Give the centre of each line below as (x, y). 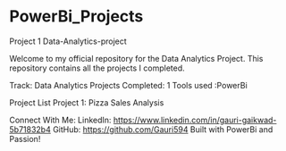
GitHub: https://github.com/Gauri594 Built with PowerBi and (163, 129)
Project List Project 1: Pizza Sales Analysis (87, 102)
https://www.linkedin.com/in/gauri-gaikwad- (195, 120)
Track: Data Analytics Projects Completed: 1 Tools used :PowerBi (128, 85)
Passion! (25, 138)
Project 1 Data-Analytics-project (68, 41)
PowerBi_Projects (76, 17)
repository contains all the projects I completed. (97, 68)
